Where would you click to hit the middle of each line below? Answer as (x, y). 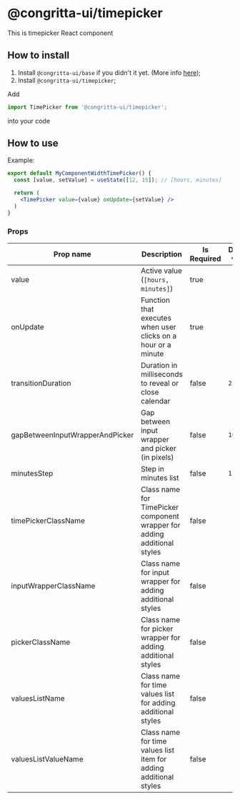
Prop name (72, 254)
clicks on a (159, 336)
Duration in (159, 365)
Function (155, 300)
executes (156, 318)
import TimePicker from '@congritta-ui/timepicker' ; (87, 107)
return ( (27, 193)
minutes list (160, 478)
